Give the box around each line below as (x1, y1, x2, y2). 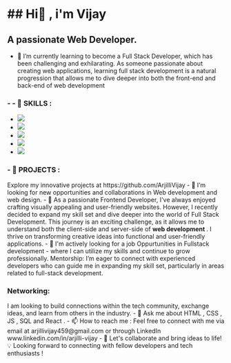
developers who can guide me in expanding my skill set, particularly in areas (7, 262, 225, 270)
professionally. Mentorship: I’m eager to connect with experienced (7, 254, 196, 262)
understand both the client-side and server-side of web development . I (7, 224, 212, 233)
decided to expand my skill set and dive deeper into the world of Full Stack (7, 210, 219, 218)
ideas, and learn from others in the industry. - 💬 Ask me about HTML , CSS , (7, 308, 223, 317)
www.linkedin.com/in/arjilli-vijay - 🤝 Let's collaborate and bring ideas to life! (7, 334, 222, 342)
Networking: (7, 286, 50, 295)
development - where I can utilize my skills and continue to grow (7, 246, 191, 255)
